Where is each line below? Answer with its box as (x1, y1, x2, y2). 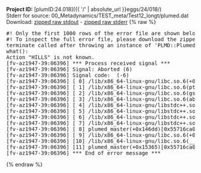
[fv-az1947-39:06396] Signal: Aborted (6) (6, 66, 133, 72)
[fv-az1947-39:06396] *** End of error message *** (6, 150, 162, 156)
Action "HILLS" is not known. (6, 54, 95, 60)
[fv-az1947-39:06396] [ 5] (6, 108, 86, 114)
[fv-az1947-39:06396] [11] (6, 144, 86, 150)
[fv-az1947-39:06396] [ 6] (6, 114, 86, 120)
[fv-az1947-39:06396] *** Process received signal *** (6, 60, 170, 66)
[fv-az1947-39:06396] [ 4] (6, 102, 86, 108)
